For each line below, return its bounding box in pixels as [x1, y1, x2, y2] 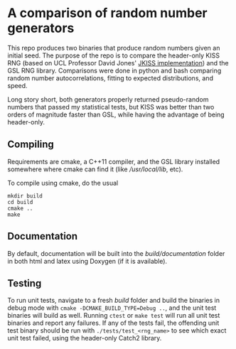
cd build [7, 198, 33, 205]
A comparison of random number [7, 5, 208, 21]
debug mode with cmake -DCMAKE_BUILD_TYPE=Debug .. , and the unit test [7, 304, 217, 312]
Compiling [7, 139, 55, 151]
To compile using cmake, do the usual [7, 178, 119, 187]
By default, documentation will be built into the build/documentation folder [7, 249, 225, 257]
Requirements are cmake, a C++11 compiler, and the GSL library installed [7, 157, 220, 166]
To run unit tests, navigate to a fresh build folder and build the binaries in [7, 296, 220, 305]
